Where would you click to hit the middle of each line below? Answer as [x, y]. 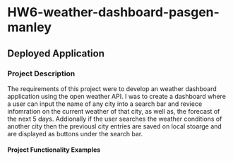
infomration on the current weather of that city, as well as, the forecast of [114, 111]
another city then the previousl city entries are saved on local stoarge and [115, 126]
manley [29, 27]
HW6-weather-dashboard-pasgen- [114, 12]
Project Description [41, 73]
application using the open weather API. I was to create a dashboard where [116, 96]
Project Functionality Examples [54, 150]
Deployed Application [56, 53]
